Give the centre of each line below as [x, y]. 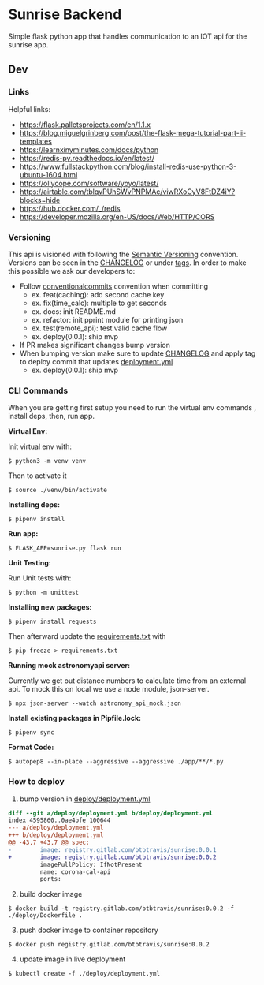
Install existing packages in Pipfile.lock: [75, 718]
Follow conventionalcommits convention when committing [114, 286]
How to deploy [36, 782]
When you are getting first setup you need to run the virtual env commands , [132, 408]
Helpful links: [30, 109]
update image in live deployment [73, 959]
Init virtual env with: [40, 446]
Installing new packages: [50, 607]
